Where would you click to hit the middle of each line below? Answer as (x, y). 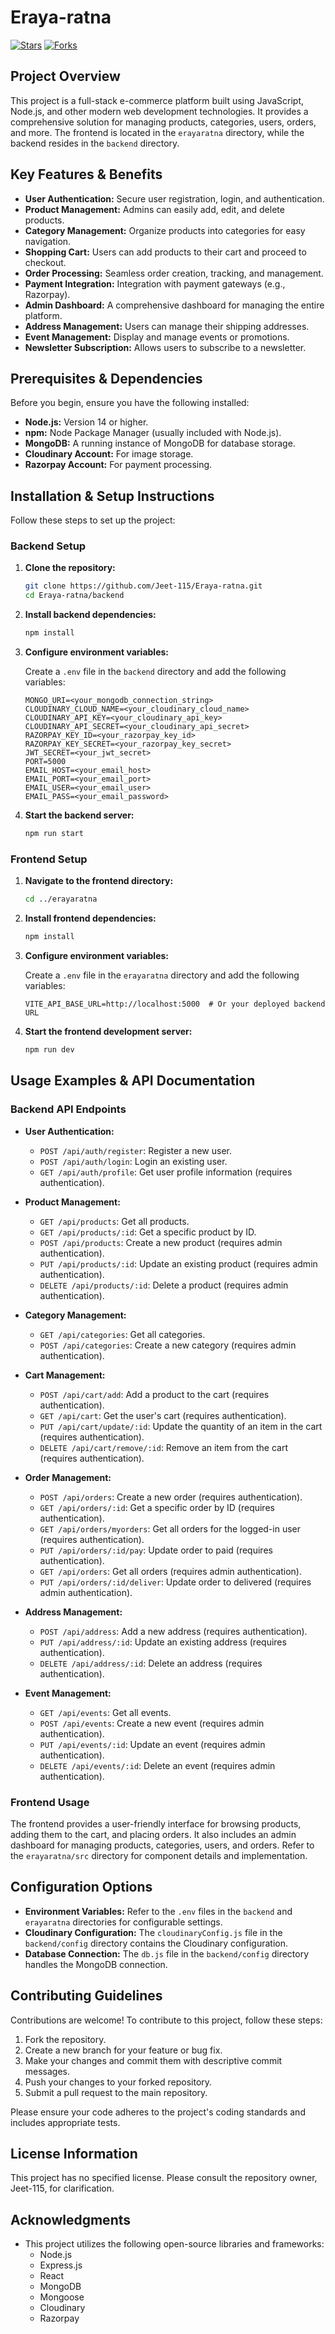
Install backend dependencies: (90, 615)
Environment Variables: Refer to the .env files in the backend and (158, 1911)
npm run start (54, 834)
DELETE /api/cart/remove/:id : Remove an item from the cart (164, 1447)
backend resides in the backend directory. (95, 143)
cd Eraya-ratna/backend (74, 596)
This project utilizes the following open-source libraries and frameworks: (174, 2244)
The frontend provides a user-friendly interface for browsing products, (156, 1823)
